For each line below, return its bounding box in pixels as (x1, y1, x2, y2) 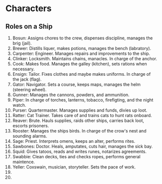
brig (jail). (12, 40, 32, 46)
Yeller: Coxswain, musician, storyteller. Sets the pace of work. (12, 164, 136, 170)
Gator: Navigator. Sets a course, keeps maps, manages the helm (12, 82, 141, 87)
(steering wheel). (12, 87, 47, 92)
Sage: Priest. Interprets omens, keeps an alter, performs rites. (12, 138, 135, 144)
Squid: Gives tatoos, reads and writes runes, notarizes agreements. (12, 149, 147, 154)
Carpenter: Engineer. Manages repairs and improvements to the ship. (12, 50, 150, 56)
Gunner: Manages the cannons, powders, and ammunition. (12, 92, 130, 98)
